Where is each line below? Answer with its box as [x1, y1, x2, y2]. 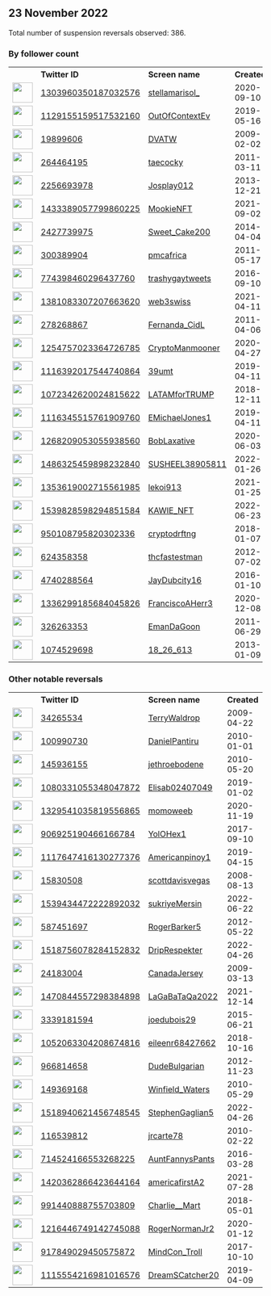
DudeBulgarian [148, 1061, 205, 1072]
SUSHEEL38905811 [148, 459, 227, 470]
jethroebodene [148, 759, 204, 770]
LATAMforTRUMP [148, 389, 215, 401]
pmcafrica [148, 250, 187, 261]
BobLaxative [148, 435, 195, 447]
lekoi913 [148, 482, 182, 493]
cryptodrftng [148, 528, 196, 539]
